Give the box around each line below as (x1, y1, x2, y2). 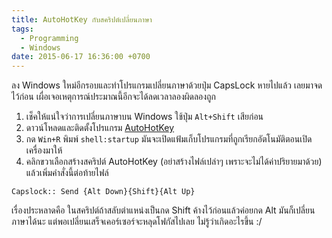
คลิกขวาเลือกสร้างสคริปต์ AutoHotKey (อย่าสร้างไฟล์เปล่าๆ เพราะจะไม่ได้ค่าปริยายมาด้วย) (25, 156, 323, 168)
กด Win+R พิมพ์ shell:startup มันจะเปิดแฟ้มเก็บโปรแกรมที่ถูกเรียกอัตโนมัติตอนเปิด (25, 133, 313, 145)
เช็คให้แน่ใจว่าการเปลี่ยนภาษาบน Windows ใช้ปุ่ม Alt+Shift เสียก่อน (25, 111, 264, 123)
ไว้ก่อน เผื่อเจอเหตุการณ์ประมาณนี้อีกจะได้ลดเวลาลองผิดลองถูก (11, 91, 216, 103)
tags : (11, 24, 34, 34)
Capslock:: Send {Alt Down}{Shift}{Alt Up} (11, 187, 196, 197)
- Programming (20, 33, 79, 43)
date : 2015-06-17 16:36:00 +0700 (11, 52, 151, 62)
